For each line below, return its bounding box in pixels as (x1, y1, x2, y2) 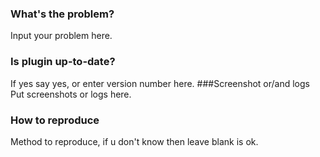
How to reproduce (10, 113, 100, 127)
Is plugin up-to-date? (10, 55, 116, 69)
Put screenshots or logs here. (10, 88, 132, 100)
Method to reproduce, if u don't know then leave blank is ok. (10, 135, 259, 147)
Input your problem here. (10, 30, 113, 42)
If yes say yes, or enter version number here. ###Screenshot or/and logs (10, 77, 310, 89)
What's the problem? (10, 7, 115, 21)
